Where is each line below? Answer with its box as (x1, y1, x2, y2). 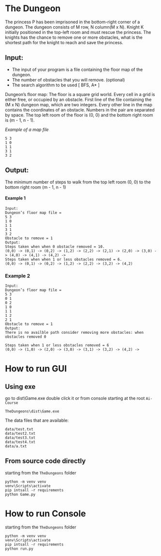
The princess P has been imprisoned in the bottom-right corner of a (5, 19, 140, 25)
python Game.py (5, 492, 36, 497)
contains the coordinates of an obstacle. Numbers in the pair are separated (5, 107, 155, 113)
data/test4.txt (5, 440, 36, 444)
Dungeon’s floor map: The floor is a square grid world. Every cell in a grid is (5, 91, 156, 97)
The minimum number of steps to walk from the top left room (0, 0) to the (5, 179, 151, 185)
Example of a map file (5, 127, 49, 132)
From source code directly (5, 457, 86, 465)
